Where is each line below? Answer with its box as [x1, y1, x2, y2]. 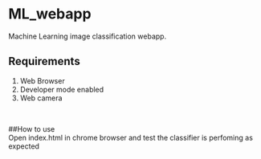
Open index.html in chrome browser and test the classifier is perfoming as [8, 132, 253, 142]
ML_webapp [8, 5, 92, 23]
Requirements [8, 55, 80, 68]
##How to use [8, 124, 55, 133]
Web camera [19, 93, 63, 103]
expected [8, 141, 40, 151]
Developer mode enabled [19, 84, 104, 94]
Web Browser [19, 75, 66, 85]
